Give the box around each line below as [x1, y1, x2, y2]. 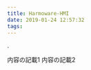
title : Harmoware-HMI [7, 10, 70, 17]
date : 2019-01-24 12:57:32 [7, 16, 85, 23]
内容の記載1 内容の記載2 [7, 56, 76, 64]
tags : [7, 23, 23, 30]
